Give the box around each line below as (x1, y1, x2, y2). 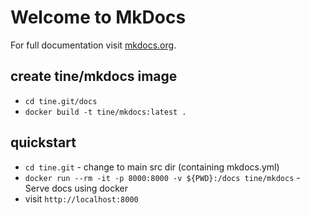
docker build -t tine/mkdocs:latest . (24, 107, 187, 117)
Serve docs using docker (24, 182, 129, 194)
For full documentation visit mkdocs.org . (10, 39, 177, 51)
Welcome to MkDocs (10, 6, 187, 29)
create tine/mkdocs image (10, 68, 178, 85)
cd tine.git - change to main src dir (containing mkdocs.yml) (24, 161, 280, 173)
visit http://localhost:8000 (24, 192, 139, 205)
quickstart (10, 134, 77, 151)
